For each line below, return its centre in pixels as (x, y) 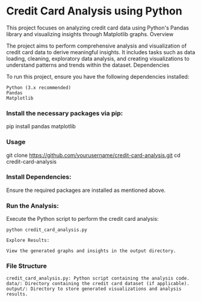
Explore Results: (28, 241)
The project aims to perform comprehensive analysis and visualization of (97, 46)
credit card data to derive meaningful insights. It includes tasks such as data (101, 52)
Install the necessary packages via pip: (65, 113)
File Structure (26, 266)
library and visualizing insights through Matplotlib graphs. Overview (90, 34)
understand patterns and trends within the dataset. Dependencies (88, 65)
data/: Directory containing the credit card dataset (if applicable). (98, 284)
